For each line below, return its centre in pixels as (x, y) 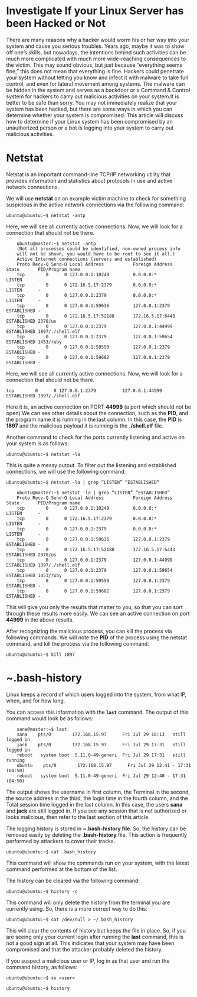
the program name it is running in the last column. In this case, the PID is (94, 419)
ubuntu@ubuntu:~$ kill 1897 (41, 655)
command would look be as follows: (50, 718)
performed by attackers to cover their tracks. (61, 841)
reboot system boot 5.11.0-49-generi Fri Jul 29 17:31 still (101, 755)
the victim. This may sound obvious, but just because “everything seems (94, 65)
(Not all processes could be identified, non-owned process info (99, 249)
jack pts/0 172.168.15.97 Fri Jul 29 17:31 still (101, 744)
